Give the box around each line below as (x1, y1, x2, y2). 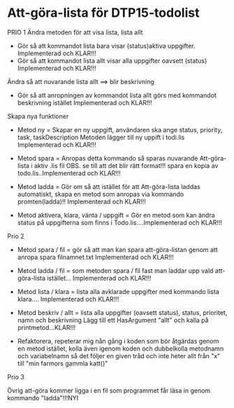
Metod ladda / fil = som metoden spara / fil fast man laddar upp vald (17, 266, 214, 274)
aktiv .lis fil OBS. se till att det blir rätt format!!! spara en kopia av (34, 161, 219, 169)
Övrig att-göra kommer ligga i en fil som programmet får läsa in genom (7, 386, 211, 395)
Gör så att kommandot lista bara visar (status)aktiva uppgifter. (17, 41, 196, 50)
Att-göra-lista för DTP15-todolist (7, 5, 200, 21)
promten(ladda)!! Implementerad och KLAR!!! (17, 197, 147, 206)
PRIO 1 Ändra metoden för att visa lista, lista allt (7, 28, 143, 36)
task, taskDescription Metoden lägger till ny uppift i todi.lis (17, 133, 185, 141)
